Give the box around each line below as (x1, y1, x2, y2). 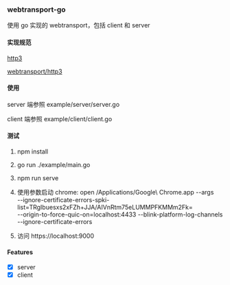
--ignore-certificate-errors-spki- (16, 195, 110, 203)
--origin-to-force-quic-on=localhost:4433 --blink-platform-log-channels (16, 210, 223, 219)
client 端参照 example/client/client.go (7, 114, 113, 123)
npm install (16, 147, 49, 156)
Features (7, 248, 33, 256)
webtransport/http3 (7, 67, 63, 75)
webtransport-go (7, 5, 67, 14)
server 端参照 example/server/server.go (7, 100, 120, 108)
